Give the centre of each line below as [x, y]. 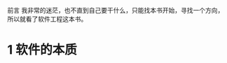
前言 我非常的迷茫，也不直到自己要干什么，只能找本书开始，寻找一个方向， [116, 10]
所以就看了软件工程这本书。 [47, 19]
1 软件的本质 [42, 50]
